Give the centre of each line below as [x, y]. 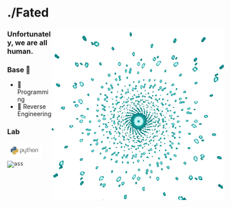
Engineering [34, 114]
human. [20, 52]
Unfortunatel [29, 34]
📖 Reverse [32, 107]
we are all [31, 43]
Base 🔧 [19, 70]
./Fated [28, 13]
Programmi [33, 92]
